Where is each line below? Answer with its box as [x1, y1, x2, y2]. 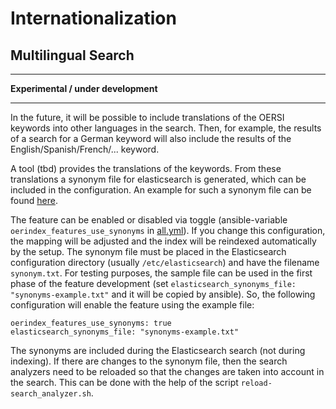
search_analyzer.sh [10, 389, 92, 399]
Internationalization [10, 7, 177, 30]
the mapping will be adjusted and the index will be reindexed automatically [10, 235, 317, 247]
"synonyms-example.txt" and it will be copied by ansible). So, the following [10, 288, 316, 300]
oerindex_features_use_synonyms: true [10, 318, 172, 328]
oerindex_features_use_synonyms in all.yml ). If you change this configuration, [10, 225, 326, 236]
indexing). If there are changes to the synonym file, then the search [10, 355, 288, 367]
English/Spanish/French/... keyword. [10, 143, 160, 155]
